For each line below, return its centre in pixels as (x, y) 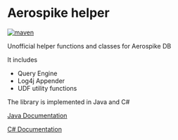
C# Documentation (34, 129)
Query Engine (37, 73)
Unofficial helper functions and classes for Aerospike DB (89, 46)
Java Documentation (37, 115)
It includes (22, 59)
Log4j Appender (41, 81)
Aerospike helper (59, 13)
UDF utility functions (47, 88)
